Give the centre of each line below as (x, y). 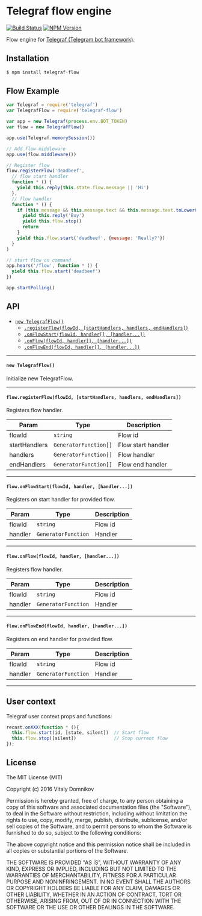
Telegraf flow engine (59, 11)
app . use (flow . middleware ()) (41, 154)
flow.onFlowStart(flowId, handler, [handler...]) (70, 486)
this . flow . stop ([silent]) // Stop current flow (90, 739)
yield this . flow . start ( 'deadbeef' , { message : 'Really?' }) (91, 238)
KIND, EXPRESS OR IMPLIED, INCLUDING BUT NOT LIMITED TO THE (91, 868)
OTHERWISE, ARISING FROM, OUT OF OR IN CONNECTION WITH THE (94, 901)
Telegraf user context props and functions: (59, 716)
